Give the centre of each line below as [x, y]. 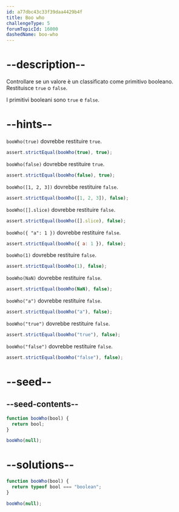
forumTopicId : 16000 [32, 29]
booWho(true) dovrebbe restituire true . [54, 141]
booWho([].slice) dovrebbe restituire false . [61, 209]
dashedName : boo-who [32, 35]
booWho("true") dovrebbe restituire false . [58, 324]
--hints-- [29, 124]
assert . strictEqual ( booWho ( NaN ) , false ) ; [59, 289]
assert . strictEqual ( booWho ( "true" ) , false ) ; [63, 335]
